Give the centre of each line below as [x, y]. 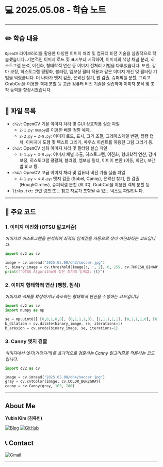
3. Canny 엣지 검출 [26, 341]
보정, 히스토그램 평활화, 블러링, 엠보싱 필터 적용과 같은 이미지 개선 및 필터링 [81, 72]
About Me [20, 406]
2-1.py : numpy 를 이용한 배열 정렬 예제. [55, 130]
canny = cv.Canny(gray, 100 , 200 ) [40, 386]
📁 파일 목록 [21, 111]
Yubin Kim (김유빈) [24, 418]
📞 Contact [19, 443]
